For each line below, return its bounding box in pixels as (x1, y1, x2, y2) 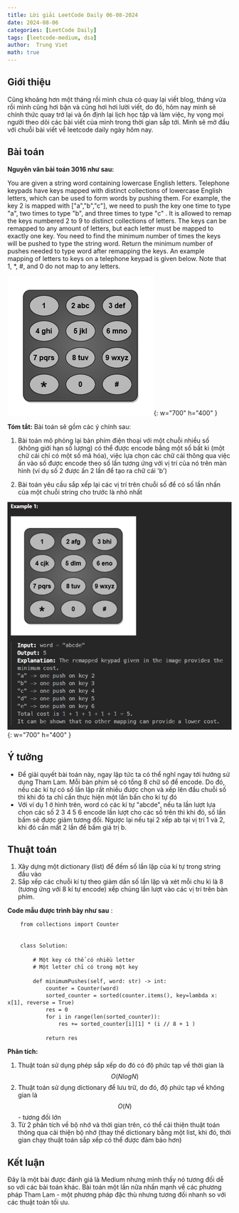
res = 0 (45, 1007, 69, 1014)
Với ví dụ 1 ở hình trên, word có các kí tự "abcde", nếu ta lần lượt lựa (17, 800, 216, 809)
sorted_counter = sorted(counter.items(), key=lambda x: (45, 992, 218, 1000)
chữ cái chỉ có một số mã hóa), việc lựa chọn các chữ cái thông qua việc (17, 451, 231, 460)
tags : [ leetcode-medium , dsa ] (7, 34, 97, 41)
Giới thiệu (7, 76, 51, 88)
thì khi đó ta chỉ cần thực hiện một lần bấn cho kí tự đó (17, 793, 178, 801)
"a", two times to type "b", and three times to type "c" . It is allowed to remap (7, 208, 232, 217)
